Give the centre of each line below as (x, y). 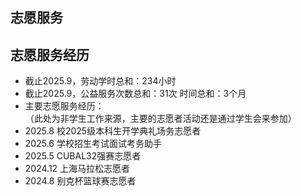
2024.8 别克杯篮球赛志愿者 (80, 181)
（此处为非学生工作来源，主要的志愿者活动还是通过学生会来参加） (160, 119)
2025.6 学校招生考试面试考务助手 (93, 144)
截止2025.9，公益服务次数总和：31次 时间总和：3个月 (135, 94)
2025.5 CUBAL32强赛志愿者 (83, 156)
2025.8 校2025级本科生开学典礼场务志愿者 (113, 131)
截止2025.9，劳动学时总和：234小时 (100, 81)
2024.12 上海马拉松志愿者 (77, 169)
